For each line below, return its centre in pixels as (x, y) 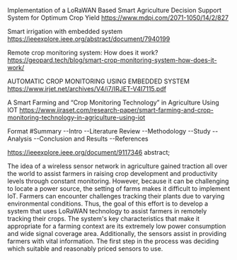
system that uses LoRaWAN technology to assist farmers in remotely (107, 211)
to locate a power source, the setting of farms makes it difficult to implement (118, 189)
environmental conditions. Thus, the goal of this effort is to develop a (108, 203)
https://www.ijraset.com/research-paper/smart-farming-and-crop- (116, 110)
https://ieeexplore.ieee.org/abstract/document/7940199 (89, 39)
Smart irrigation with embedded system (65, 31)
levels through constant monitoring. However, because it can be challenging (118, 181)
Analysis (20, 138)
